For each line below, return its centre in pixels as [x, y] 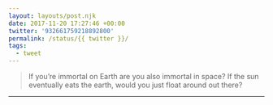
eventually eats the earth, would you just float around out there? [135, 85]
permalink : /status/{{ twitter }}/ [69, 38]
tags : [17, 46]
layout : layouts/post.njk [52, 16]
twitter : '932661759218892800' [61, 31]
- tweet [29, 53]
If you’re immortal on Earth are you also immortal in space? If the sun [143, 76]
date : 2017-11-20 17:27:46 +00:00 [67, 23]
